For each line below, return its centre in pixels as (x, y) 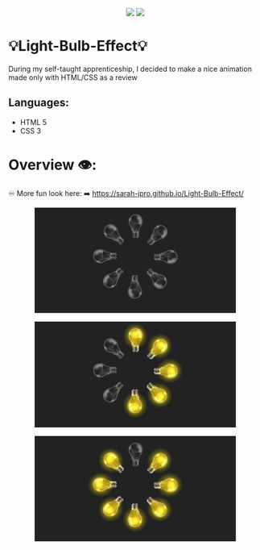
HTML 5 (33, 122)
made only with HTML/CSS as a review (73, 77)
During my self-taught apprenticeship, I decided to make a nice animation (130, 69)
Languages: (39, 103)
